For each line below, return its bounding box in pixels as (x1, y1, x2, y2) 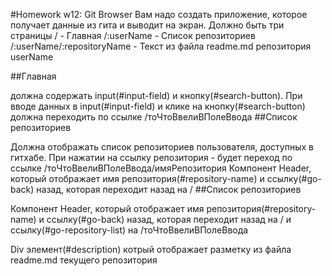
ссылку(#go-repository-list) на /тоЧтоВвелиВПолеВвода (10, 224, 249, 236)
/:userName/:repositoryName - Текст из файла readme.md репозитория (10, 40, 312, 52)
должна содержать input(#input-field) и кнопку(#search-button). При (10, 90, 303, 101)
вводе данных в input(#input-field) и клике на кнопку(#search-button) (10, 100, 306, 112)
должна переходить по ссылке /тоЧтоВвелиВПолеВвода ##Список (10, 111, 298, 123)
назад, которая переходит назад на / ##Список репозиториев (36, 184, 302, 195)
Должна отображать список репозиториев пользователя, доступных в (10, 141, 314, 153)
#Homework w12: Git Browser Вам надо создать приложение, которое (10, 9, 308, 20)
